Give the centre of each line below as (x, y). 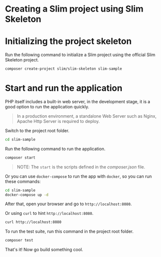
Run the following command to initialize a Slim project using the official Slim (80, 55)
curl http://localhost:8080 (33, 222)
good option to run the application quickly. (47, 106)
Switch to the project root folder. (37, 130)
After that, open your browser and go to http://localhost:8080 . (68, 204)
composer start (20, 158)
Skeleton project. (22, 60)
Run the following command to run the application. (55, 149)
